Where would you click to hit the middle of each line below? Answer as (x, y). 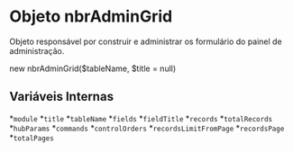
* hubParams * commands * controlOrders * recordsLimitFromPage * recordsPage (147, 128)
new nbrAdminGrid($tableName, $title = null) (93, 68)
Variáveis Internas (62, 97)
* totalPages (32, 138)
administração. (37, 50)
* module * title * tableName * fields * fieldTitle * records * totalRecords (141, 118)
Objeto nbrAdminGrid (91, 17)
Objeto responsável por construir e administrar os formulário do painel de (146, 41)
